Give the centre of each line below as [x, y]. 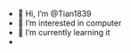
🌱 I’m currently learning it [64, 32]
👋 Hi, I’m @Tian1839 [54, 14]
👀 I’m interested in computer [70, 23]
